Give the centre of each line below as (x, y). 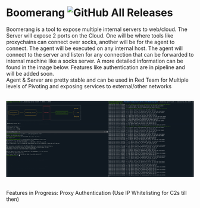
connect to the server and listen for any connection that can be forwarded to (100, 54)
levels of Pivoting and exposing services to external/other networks (89, 86)
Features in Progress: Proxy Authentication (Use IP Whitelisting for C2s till (96, 193)
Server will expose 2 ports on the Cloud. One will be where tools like (90, 35)
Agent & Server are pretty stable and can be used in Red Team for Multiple (97, 80)
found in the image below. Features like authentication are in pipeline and (96, 67)
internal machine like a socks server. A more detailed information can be (95, 61)
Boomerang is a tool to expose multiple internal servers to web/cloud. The (97, 29)
